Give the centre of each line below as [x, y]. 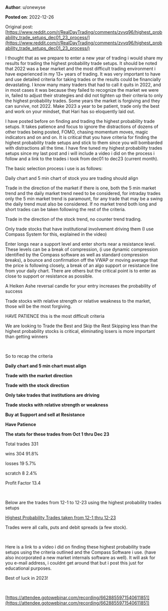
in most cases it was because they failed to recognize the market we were [82, 90]
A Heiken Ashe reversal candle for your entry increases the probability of [81, 286]
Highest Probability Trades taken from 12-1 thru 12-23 [61, 518]
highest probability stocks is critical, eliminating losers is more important [80, 331]
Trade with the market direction [39, 376]
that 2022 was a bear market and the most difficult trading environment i [80, 69]
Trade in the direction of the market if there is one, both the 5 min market [81, 188]
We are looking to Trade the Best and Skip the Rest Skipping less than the [81, 326]
